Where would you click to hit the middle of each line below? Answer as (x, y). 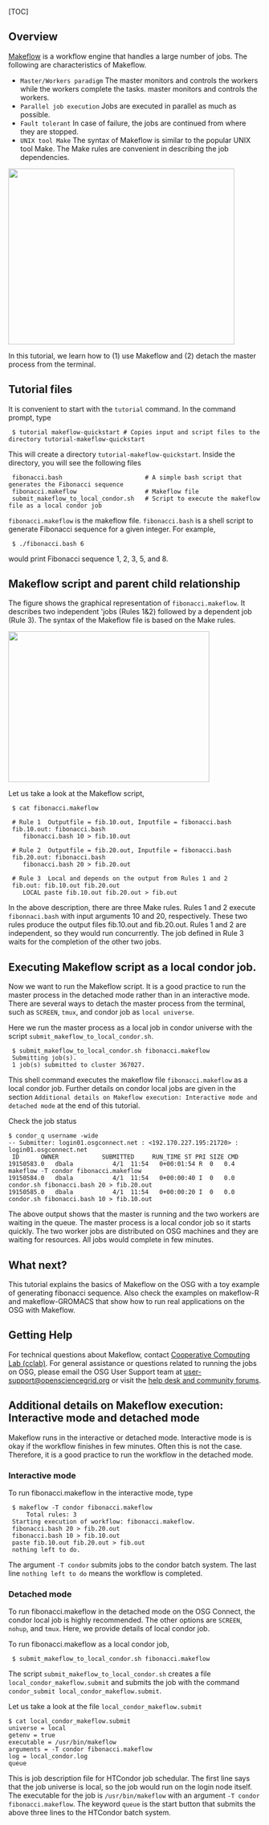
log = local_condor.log (48, 1757)
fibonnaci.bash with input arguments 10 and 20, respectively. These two (128, 917)
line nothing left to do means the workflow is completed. (106, 1573)
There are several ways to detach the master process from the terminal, (127, 1003)
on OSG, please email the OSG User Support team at (95, 1372)
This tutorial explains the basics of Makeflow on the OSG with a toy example (134, 1285)
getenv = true (32, 1736)
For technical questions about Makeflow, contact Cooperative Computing (129, 1355)
